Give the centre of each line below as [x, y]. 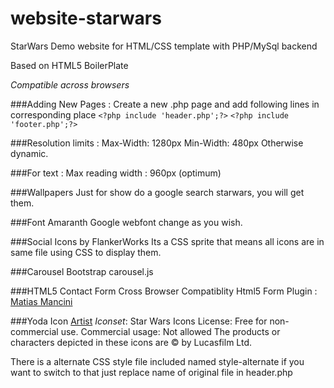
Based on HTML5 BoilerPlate [69, 65]
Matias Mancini [41, 301]
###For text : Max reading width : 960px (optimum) [116, 173]
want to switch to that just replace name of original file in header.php [151, 372]
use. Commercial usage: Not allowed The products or [170, 331]
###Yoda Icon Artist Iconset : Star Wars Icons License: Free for [139, 321]
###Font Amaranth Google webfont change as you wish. [126, 222]
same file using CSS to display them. [86, 252]
